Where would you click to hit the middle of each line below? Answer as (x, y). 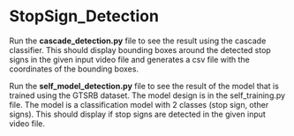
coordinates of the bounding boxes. (74, 69)
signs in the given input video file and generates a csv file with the (129, 59)
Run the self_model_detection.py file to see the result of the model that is (144, 86)
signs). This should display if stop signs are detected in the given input (138, 114)
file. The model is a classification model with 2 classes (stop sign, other (139, 104)
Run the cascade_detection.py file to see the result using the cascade (138, 41)
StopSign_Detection (84, 16)
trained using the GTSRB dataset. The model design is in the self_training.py (147, 95)
